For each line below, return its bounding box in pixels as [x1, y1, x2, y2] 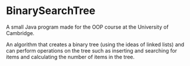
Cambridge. [6, 29, 35, 36]
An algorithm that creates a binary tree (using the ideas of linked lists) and [6, 41, 185, 48]
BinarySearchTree [6, 4, 95, 18]
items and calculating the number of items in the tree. [6, 53, 135, 60]
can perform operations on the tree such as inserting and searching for [6, 47, 177, 54]
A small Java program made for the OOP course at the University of [6, 23, 169, 30]
